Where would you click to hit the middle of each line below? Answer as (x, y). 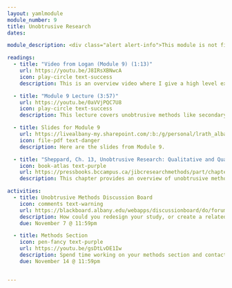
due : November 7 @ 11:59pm (58, 223)
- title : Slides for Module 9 (57, 128)
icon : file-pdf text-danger (60, 140)
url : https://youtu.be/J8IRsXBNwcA (71, 70)
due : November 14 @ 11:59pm (60, 261)
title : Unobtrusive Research (49, 26)
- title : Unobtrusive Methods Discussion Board (83, 198)
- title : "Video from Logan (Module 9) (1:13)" (83, 64)
